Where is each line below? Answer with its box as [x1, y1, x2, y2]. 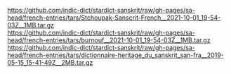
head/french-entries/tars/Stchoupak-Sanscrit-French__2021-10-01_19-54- [7, 13, 221, 22]
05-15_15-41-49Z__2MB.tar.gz [7, 58, 93, 66]
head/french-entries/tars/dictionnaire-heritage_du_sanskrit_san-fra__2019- [7, 51, 225, 59]
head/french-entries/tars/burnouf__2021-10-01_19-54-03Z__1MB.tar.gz [7, 36, 211, 44]
